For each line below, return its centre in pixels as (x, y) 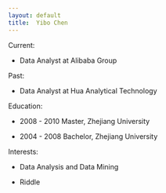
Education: (25, 106)
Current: (22, 45)
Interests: (23, 151)
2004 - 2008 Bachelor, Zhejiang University (88, 136)
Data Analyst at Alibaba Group (68, 60)
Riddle (30, 182)
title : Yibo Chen (38, 23)
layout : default (34, 15)
